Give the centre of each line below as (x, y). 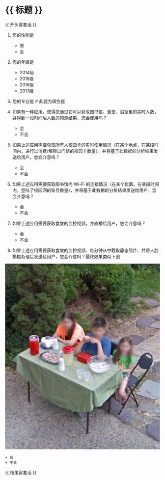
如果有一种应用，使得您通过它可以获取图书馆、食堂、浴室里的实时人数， (85, 111)
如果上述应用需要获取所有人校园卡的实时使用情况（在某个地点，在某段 (83, 145)
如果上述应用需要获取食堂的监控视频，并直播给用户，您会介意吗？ (79, 223)
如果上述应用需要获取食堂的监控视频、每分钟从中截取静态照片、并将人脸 (85, 250)
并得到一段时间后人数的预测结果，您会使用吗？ (59, 118)
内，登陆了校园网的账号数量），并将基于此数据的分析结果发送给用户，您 (84, 190)
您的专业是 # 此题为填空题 (39, 101)
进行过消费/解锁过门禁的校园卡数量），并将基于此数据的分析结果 (89, 151)
